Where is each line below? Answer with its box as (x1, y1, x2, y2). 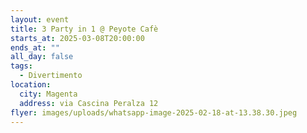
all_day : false (10, 52, 74, 62)
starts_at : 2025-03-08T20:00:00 (10, 33, 145, 43)
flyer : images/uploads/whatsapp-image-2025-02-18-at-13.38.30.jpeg (10, 107, 298, 118)
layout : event (10, 14, 70, 25)
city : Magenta (19, 89, 78, 99)
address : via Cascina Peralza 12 (19, 98, 159, 108)
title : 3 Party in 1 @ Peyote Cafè (10, 24, 159, 34)
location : (10, 80, 52, 90)
